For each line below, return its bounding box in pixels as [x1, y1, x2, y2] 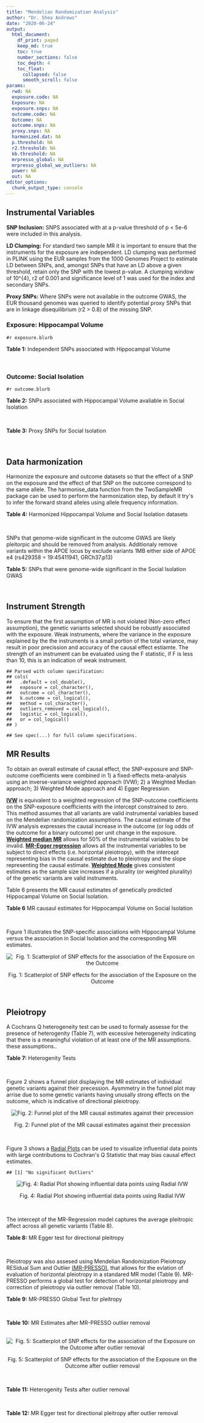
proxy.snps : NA [12, 128, 51, 134]
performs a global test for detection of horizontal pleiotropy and [28, 1277, 189, 1284]
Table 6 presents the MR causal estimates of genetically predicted [6, 886, 172, 893]
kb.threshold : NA [12, 151, 56, 157]
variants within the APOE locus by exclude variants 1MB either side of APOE [6, 547, 196, 554]
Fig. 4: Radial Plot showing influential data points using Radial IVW [19, 1192, 186, 1200]
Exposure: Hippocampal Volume [6, 321, 104, 330]
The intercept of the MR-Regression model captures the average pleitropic [6, 1216, 194, 1223]
